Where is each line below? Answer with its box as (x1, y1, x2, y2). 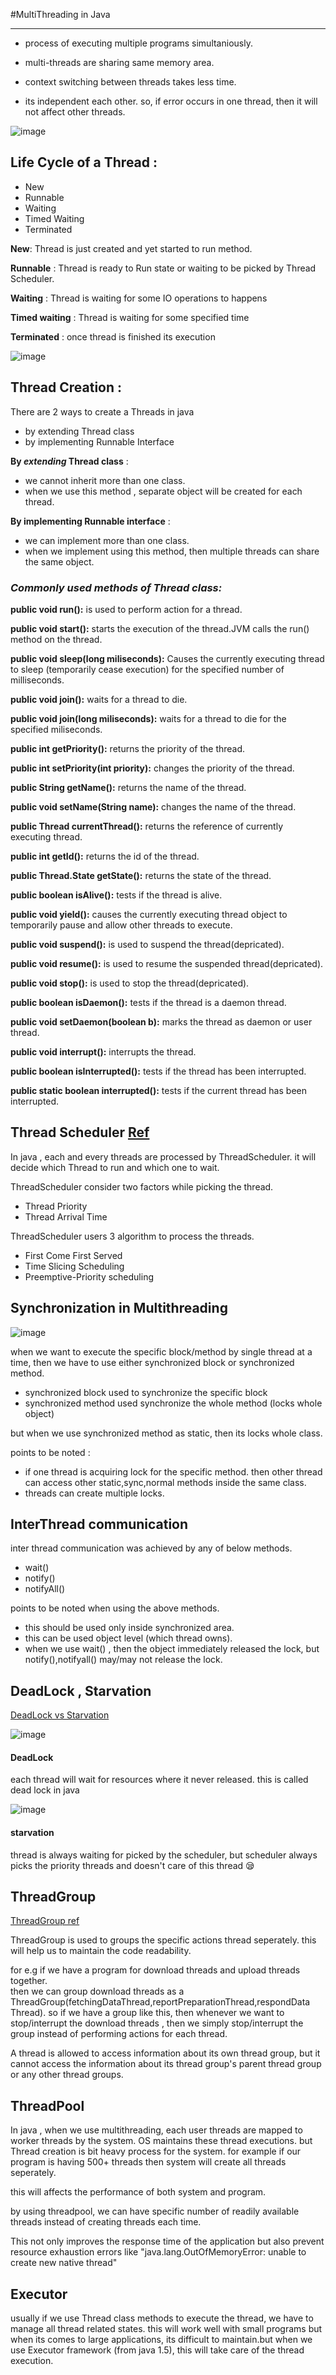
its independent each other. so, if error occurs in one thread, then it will (24, 95, 318, 107)
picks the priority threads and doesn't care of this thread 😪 (10, 1859, 255, 1871)
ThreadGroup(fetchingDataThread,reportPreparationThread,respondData (10, 1996, 311, 2008)
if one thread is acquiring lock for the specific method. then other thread (24, 1465, 323, 1478)
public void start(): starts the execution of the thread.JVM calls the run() (10, 622, 310, 634)
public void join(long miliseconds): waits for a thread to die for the (10, 712, 287, 724)
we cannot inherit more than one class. (24, 474, 186, 486)
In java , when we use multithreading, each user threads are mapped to (10, 2124, 303, 2136)
